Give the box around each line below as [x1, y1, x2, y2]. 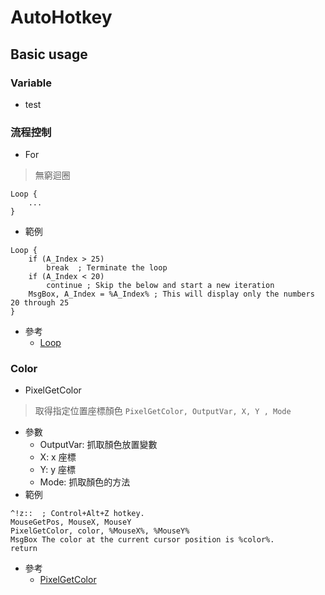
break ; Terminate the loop [46, 263, 168, 273]
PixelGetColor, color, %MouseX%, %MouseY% [10, 526, 190, 536]
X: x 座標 [39, 451, 77, 463]
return [10, 544, 38, 554]
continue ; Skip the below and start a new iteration [46, 281, 275, 291]
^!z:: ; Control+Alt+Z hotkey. [10, 509, 145, 519]
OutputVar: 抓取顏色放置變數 [39, 439, 158, 451]
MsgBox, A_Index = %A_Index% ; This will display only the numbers [28, 289, 315, 300]
